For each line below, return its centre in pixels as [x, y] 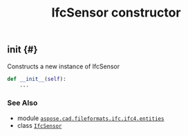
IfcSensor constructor [116, 13]
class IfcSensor [39, 125]
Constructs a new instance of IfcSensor [63, 66]
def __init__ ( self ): [37, 79]
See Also [22, 103]
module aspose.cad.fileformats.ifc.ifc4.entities [91, 118]
